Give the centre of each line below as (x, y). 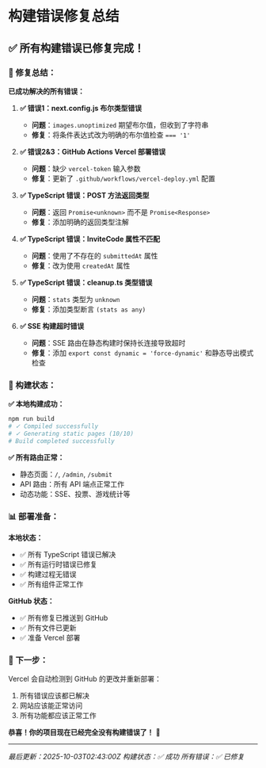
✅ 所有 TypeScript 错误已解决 (68, 554)
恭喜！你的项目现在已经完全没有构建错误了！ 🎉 (84, 732)
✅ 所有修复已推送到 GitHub (64, 617)
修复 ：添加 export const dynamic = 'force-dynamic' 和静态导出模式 (142, 353)
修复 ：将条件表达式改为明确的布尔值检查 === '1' (111, 135)
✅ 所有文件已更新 (48, 628)
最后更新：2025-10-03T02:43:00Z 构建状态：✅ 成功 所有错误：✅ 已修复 (126, 757)
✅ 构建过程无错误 (48, 574)
